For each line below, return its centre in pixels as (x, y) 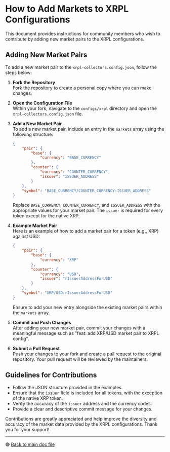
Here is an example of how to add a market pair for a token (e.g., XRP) (86, 231)
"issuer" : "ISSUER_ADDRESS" (69, 176)
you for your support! (27, 429)
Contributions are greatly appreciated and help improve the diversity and (81, 419)
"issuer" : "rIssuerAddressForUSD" (76, 279)
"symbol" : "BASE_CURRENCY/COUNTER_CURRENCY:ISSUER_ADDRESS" (87, 191)
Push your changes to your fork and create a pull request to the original (87, 354)
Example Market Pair (35, 225)
